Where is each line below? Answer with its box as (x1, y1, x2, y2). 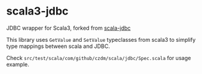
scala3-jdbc (6, 4, 69, 18)
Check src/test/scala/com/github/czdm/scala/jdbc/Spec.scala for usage (6, 54, 192, 61)
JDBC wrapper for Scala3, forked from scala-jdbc (6, 24, 131, 32)
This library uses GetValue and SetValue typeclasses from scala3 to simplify (6, 36, 196, 43)
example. (6, 61, 29, 68)
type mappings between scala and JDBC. (6, 42, 111, 50)
